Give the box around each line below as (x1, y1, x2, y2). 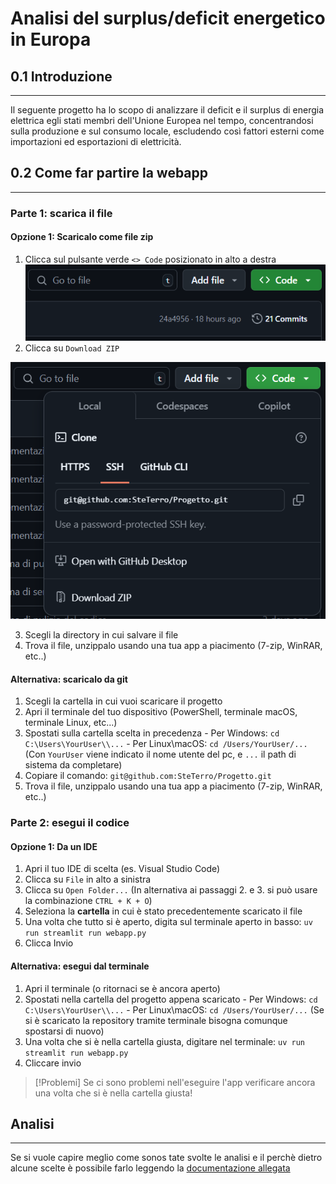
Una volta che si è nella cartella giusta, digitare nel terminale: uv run (24, 1035, 306, 1047)
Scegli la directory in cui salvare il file (24, 629, 179, 641)
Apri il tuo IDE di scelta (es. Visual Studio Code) (24, 863, 221, 875)
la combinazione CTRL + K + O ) (24, 895, 153, 907)
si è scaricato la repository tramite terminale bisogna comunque (24, 1014, 288, 1026)
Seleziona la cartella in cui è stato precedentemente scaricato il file (24, 905, 303, 917)
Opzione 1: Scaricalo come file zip (10, 231, 154, 243)
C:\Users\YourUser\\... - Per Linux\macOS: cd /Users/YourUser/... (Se (24, 1003, 325, 1016)
